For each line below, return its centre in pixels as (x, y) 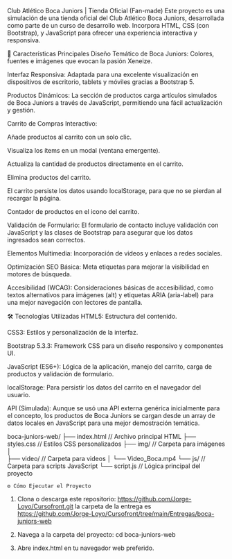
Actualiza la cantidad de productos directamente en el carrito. (95, 164)
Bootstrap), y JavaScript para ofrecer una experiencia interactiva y (102, 33)
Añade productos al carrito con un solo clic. (70, 137)
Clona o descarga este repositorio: (66, 499)
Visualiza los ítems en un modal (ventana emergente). (84, 150)
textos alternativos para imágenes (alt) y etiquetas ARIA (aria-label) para (110, 295)
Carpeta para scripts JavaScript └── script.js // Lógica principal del (104, 466)
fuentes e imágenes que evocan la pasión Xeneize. (80, 61)
